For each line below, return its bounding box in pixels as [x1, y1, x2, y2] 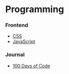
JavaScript [12, 39, 36, 45]
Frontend [5, 22, 28, 29]
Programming [5, 4, 64, 15]
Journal [5, 51, 25, 58]
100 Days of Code [12, 62, 50, 69]
